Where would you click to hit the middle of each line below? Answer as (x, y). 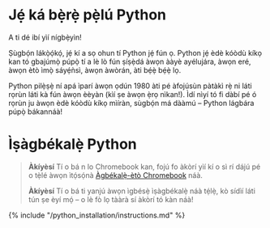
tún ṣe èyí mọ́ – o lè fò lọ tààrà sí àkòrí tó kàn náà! (111, 199)
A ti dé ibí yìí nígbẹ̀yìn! (45, 37)
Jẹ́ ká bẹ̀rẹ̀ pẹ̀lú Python (87, 15)
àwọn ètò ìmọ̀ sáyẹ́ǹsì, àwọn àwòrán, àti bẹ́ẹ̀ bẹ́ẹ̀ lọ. (95, 70)
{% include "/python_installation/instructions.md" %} (97, 215)
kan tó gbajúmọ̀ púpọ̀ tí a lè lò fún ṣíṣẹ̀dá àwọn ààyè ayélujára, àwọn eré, (130, 61)
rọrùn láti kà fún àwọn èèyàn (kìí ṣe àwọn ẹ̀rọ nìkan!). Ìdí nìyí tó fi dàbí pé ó (133, 94)
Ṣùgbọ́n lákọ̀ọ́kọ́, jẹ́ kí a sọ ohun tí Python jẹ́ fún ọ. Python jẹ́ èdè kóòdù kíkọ (135, 53)
